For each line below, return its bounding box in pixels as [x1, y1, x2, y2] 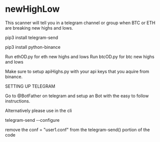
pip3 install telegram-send [5, 35, 58, 40]
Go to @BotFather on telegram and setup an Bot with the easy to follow [5, 93, 149, 99]
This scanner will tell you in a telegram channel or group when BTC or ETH [5, 20, 156, 26]
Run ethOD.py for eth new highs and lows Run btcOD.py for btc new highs [5, 53, 155, 60]
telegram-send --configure [5, 117, 60, 123]
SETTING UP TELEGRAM [5, 83, 55, 89]
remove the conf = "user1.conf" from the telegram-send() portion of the [5, 127, 150, 133]
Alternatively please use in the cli [5, 107, 72, 113]
